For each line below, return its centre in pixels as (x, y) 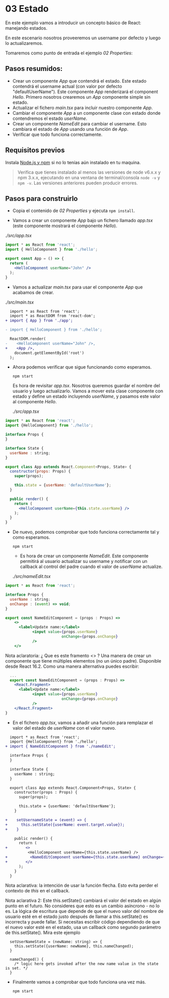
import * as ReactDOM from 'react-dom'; (53, 316)
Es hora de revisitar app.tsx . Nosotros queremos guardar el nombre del (86, 386)
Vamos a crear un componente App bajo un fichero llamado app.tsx (83, 221)
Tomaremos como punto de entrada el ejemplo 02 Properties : (69, 53)
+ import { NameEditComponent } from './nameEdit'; (60, 746)
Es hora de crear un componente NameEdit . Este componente (84, 556)
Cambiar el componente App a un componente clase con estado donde (87, 113)
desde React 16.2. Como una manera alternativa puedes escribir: (72, 666)
